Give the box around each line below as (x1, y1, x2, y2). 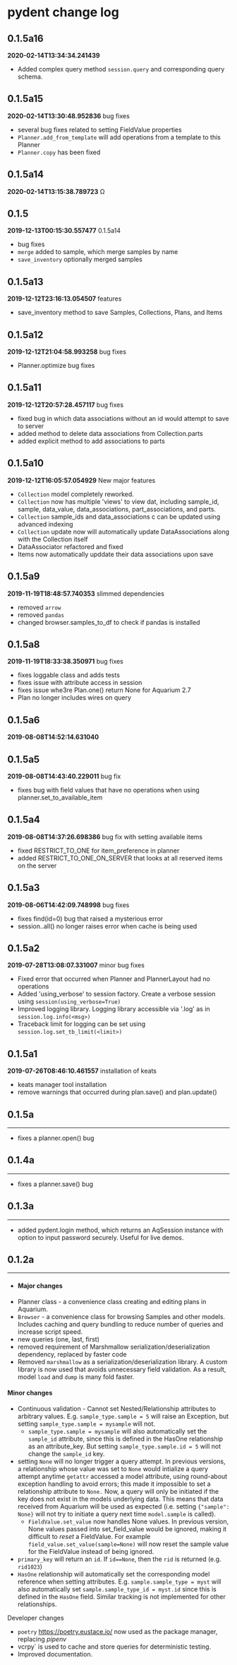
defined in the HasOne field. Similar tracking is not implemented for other (17, 1592, 226, 1601)
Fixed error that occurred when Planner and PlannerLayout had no (17, 974, 210, 984)
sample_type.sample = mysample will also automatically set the (28, 1427, 207, 1435)
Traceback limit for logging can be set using (17, 1020, 146, 1028)
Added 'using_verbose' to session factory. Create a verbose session (17, 990, 216, 998)
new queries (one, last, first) (17, 1335, 100, 1343)
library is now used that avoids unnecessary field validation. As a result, (17, 1365, 226, 1373)
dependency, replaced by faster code (17, 1349, 127, 1359)
